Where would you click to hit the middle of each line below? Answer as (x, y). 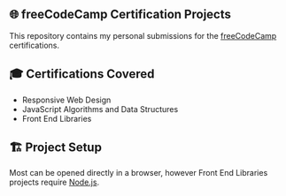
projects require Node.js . (54, 182)
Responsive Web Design (66, 100)
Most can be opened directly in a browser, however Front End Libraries (139, 173)
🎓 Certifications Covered (82, 74)
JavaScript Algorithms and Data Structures (100, 109)
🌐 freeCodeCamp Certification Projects (120, 15)
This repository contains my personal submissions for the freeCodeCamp (143, 35)
